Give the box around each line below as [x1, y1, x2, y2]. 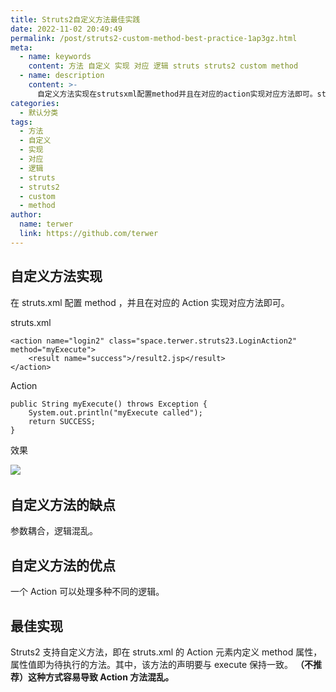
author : [10, 210, 43, 220]
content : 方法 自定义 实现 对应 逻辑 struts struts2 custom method [28, 61, 299, 71]
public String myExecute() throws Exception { [10, 399, 208, 409]
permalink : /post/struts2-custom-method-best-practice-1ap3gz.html [10, 33, 298, 43]
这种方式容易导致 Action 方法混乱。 [27, 671, 175, 683]
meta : [10, 42, 33, 53]
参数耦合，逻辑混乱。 [10, 525, 98, 537]
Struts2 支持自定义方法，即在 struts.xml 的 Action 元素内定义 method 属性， [10, 646, 323, 658]
